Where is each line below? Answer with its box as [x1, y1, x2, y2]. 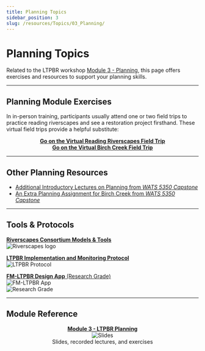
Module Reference [6, 309, 78, 319]
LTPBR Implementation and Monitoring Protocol [6, 254, 129, 261]
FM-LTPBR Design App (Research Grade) [6, 272, 111, 280]
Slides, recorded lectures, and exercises [51, 338, 154, 345]
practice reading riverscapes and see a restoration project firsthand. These [6, 119, 195, 127]
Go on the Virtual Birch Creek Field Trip [52, 144, 153, 151]
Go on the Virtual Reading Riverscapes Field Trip [39, 138, 166, 145]
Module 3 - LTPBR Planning [67, 325, 138, 332]
